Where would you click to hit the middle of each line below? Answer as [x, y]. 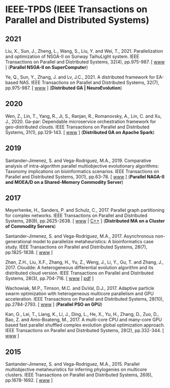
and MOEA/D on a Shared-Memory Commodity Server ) [64, 182]
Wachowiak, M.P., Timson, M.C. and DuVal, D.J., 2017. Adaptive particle [80, 288]
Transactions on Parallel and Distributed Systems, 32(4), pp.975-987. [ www [85, 62]
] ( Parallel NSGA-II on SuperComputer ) [47, 67]
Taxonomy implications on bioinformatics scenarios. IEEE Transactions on [82, 171]
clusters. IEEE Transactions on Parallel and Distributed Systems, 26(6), [79, 375]
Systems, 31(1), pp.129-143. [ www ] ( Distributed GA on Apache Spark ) [80, 132]
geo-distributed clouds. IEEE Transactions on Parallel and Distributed [77, 127]
